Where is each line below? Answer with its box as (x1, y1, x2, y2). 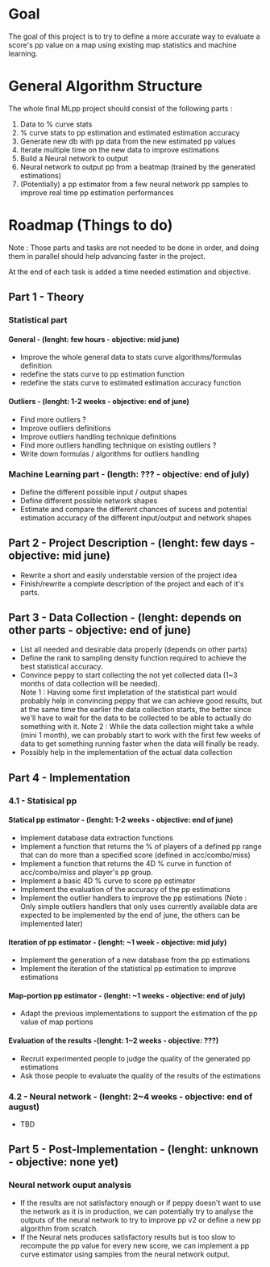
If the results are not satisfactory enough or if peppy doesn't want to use (19, 1198, 262, 1207)
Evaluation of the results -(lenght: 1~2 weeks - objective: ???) (8, 1036, 219, 1045)
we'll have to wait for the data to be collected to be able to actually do (19, 713, 251, 723)
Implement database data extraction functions (19, 832, 173, 843)
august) (8, 1101, 40, 1112)
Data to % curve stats (19, 119, 93, 129)
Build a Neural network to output (19, 153, 129, 163)
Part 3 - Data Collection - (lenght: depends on (8, 611, 242, 625)
